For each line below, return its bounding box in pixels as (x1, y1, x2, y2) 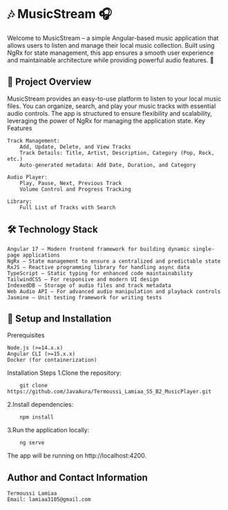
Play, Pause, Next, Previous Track (19, 179, 122, 186)
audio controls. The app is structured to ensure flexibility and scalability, (7, 109, 213, 117)
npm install (19, 414, 54, 421)
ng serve (19, 439, 45, 446)
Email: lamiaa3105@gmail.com (7, 496, 91, 503)
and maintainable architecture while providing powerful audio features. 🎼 (7, 55, 214, 64)
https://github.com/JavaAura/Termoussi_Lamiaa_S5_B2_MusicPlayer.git (7, 388, 212, 396)
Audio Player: (7, 173, 48, 181)
